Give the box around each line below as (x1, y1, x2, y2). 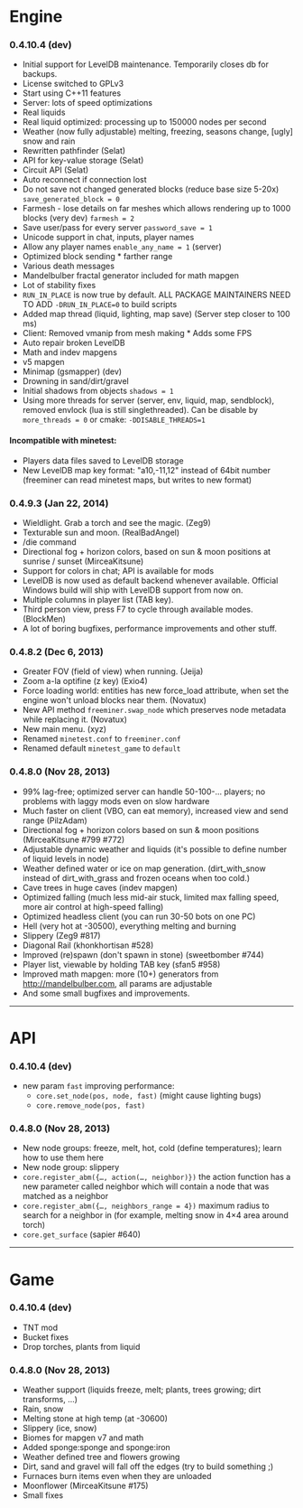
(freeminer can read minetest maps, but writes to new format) (22, 474, 252, 485)
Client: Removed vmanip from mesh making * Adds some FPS (22, 328, 252, 339)
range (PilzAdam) (22, 815, 87, 826)
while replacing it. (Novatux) (22, 714, 128, 725)
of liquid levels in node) (22, 853, 110, 864)
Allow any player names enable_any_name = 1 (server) (22, 241, 223, 252)
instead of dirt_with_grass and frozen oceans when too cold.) (22, 872, 251, 883)
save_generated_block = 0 (22, 195, 120, 204)
